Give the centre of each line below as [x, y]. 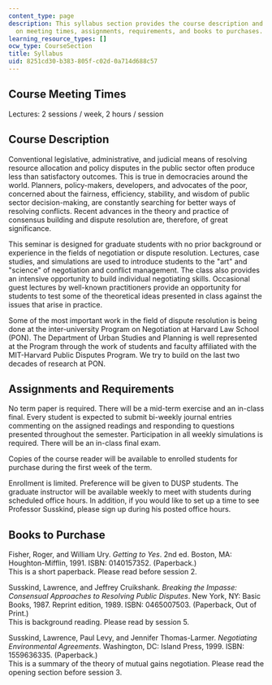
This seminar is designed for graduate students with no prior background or [135, 244]
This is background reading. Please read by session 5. [99, 622]
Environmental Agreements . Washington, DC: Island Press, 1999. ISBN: [127, 647]
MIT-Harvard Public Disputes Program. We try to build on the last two [124, 355]
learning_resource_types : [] [58, 39]
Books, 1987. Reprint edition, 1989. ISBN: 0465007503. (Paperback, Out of [133, 605]
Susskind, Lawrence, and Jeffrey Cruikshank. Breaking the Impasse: [123, 587]
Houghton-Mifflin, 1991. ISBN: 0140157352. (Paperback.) [103, 563]
